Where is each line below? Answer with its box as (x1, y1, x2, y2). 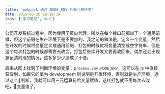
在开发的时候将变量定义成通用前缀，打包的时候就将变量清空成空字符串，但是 (5, 43, 160, 48)
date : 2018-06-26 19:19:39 (5, 12, 60, 17)
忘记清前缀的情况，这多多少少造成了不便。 (5, 55, 91, 61)
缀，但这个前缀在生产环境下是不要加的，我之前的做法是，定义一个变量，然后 (5, 36, 160, 42)
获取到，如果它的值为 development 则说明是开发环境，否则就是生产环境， (5, 71, 155, 77)
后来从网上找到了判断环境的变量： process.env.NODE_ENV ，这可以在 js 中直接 (5, 65, 158, 71)
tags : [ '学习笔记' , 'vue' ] (5, 16, 55, 21)
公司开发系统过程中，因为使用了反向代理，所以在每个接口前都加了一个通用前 (5, 30, 160, 36)
